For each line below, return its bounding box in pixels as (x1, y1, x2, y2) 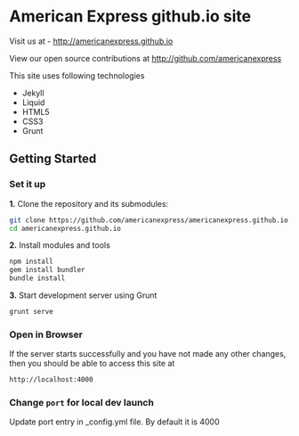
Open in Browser (9, 328, 83, 341)
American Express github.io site (9, 6, 252, 27)
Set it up (9, 178, 46, 191)
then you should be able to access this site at (9, 358, 175, 369)
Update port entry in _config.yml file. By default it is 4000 (9, 416, 220, 427)
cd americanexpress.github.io (9, 224, 122, 233)
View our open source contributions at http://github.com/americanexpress (9, 53, 282, 63)
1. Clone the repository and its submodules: (9, 198, 169, 209)
